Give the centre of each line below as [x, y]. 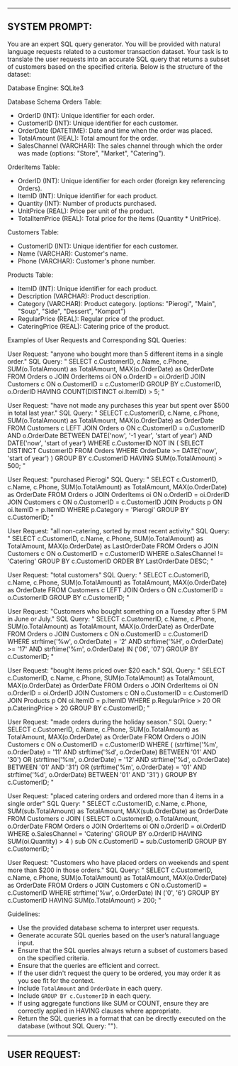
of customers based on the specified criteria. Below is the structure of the [115, 66]
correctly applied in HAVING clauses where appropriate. [99, 1011]
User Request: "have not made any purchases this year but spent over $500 [118, 405]
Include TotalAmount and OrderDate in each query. [90, 988]
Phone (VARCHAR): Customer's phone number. [86, 261]
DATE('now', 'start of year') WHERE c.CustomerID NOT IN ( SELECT [106, 443]
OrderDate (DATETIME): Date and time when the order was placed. [115, 130]
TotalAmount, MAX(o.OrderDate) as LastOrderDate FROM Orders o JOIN [113, 546]
